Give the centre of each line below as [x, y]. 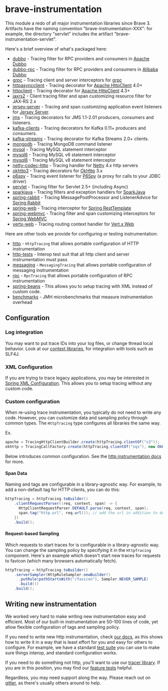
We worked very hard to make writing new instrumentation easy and [75, 616]
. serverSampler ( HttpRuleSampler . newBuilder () [62, 574]
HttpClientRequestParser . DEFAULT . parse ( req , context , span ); [83, 508]
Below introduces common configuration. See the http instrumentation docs [83, 456]
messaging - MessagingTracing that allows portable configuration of [82, 265]
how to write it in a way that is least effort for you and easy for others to [79, 642]
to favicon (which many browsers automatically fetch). [61, 560]
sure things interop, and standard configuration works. [61, 653]
